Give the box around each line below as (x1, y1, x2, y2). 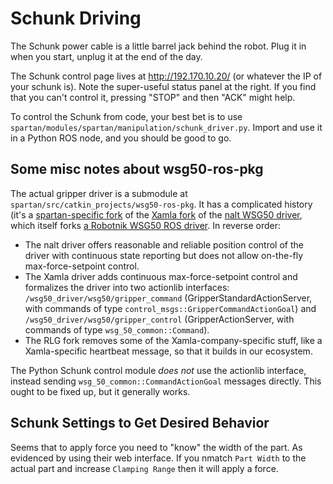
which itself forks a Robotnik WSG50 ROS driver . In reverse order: (10, 219, 282, 231)
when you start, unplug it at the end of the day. (10, 50, 203, 62)
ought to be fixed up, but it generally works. (10, 385, 191, 397)
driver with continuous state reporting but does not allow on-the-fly (24, 249, 304, 261)
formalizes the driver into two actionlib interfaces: (24, 281, 230, 293)
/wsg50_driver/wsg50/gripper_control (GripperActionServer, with (24, 313, 295, 325)
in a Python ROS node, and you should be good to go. (10, 132, 232, 144)
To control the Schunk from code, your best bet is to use (10, 110, 243, 122)
